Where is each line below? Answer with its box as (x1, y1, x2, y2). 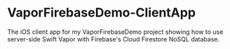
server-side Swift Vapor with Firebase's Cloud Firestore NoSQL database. (7, 35, 219, 43)
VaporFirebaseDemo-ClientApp (7, 5, 196, 21)
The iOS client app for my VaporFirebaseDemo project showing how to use (7, 28, 224, 36)
